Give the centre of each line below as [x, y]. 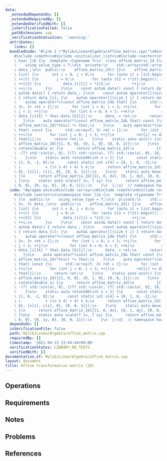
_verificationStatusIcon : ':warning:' [50, 38]
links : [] [24, 47]
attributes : [22, 42]
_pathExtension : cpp [31, 33]
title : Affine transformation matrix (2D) [50, 366]
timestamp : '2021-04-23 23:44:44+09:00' [52, 343]
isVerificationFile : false [38, 329]
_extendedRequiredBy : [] [35, 19]
